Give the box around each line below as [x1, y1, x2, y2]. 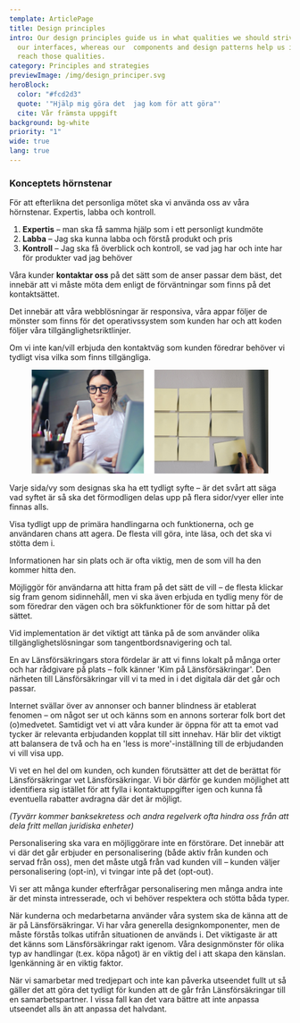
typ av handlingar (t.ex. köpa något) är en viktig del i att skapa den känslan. [9, 948, 286, 959]
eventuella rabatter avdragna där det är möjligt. [9, 793, 183, 804]
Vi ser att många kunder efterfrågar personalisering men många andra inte [9, 883, 283, 893]
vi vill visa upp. [9, 747, 64, 759]
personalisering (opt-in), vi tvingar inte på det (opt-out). [9, 866, 214, 876]
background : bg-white [9, 118, 90, 127]
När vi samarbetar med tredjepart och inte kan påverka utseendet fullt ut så [9, 975, 287, 985]
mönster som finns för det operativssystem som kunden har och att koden [9, 315, 282, 326]
